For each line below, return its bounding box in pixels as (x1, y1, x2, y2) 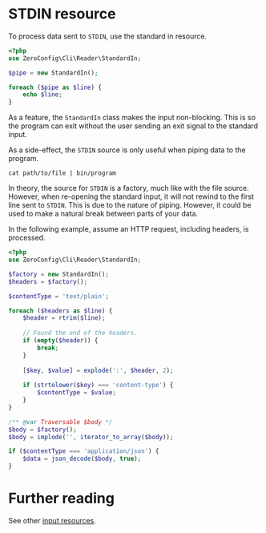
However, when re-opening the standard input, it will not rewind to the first (8, 192, 255, 201)
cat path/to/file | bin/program (8, 169, 116, 177)
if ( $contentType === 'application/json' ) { (8, 447, 159, 455)
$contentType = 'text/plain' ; (8, 292, 110, 301)
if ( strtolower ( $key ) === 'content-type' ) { (22, 382, 174, 390)
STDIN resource (8, 5, 116, 23)
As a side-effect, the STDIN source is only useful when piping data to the (8, 145, 246, 155)
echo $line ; (22, 91, 62, 99)
